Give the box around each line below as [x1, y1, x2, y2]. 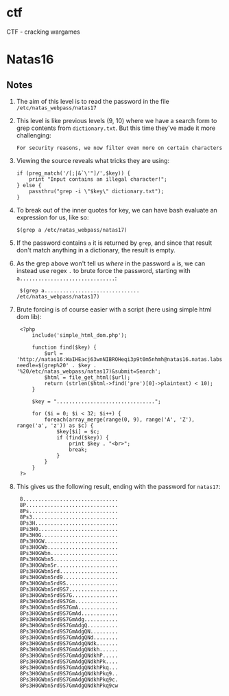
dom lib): [16, 312, 42, 320]
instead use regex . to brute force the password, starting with [16, 266, 191, 274]
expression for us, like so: [16, 213, 89, 221]
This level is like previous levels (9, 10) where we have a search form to [16, 116, 217, 124]
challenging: [16, 131, 52, 139]
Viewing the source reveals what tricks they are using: [16, 156, 169, 164]
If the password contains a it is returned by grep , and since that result [16, 239, 213, 247]
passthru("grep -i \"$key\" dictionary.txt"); [29, 188, 165, 195]
